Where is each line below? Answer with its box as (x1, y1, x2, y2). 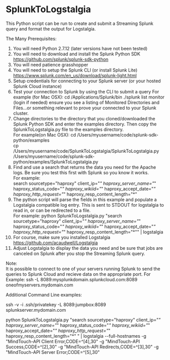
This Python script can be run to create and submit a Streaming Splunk (6, 20, 154, 26)
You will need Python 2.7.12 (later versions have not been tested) (13, 45, 148, 51)
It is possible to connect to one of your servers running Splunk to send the (6, 266, 161, 272)
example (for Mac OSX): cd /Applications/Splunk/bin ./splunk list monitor (13, 94, 165, 100)
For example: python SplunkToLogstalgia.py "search (13, 212, 122, 219)
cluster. (13, 110, 29, 116)
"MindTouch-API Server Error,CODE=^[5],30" (6, 349, 100, 355)
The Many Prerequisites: (6, 36, 57, 42)
